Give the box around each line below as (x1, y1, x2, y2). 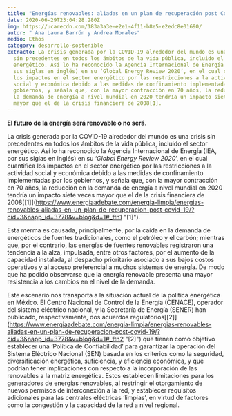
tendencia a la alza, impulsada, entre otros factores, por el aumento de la (7, 248, 215, 256)
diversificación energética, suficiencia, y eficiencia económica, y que (7, 357, 204, 365)
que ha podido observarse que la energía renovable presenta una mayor (7, 270, 213, 278)
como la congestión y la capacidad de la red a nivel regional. (7, 401, 180, 409)
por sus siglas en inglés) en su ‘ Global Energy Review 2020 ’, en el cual (7, 154, 208, 162)
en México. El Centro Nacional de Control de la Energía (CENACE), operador (7, 298, 224, 306)
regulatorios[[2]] (130, 313, 177, 321)
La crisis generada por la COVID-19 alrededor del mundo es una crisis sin (7, 132, 216, 140)
